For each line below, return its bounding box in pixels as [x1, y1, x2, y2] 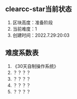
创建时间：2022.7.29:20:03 [12, 32, 70, 38]
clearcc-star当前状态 [5, 5, 72, 14]
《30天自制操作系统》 [12, 63, 59, 69]
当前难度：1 [12, 26, 37, 32]
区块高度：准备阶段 [12, 19, 53, 26]
